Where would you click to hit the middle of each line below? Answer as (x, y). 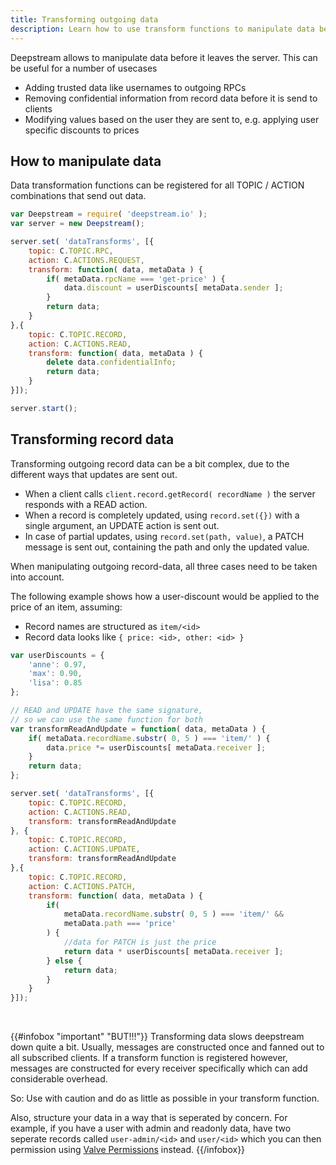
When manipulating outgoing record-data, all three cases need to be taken (164, 566)
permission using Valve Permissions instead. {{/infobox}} (128, 1150)
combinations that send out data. (78, 196)
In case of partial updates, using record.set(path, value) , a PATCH (164, 536)
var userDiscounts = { (57, 655)
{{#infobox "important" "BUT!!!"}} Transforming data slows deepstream (157, 1037)
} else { (64, 961)
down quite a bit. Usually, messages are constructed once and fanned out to (167, 1047)
